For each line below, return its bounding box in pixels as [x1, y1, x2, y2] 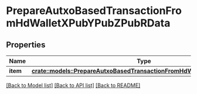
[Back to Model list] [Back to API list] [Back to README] [6, 82, 141, 89]
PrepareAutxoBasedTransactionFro [6, 4, 182, 18]
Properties [6, 40, 46, 50]
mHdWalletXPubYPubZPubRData [6, 16, 171, 30]
